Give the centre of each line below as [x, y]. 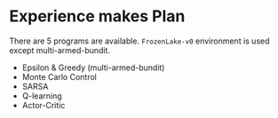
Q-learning [42, 96]
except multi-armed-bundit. [60, 50]
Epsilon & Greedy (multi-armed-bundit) [93, 67]
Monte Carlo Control [60, 76]
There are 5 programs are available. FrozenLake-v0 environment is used [139, 41]
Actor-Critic [44, 105]
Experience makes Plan [97, 16]
